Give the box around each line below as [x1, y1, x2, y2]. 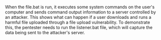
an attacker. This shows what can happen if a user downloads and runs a [5, 14, 152, 20]
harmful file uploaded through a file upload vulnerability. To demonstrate [5, 19, 150, 25]
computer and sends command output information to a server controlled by [5, 9, 156, 15]
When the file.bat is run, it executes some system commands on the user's [5, 4, 155, 10]
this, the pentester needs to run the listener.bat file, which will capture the [5, 25, 153, 30]
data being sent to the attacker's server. [5, 30, 85, 35]
